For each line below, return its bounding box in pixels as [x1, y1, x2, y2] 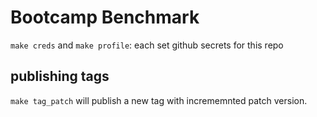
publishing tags [10, 68, 110, 85]
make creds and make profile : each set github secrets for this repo [10, 39, 284, 51]
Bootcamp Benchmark [10, 6, 200, 29]
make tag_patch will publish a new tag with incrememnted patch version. [10, 94, 308, 106]
